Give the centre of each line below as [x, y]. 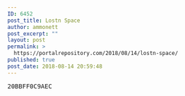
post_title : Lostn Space [44, 20]
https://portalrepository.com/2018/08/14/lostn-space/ [96, 54]
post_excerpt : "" [33, 34]
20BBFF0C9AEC [30, 86]
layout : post [26, 40]
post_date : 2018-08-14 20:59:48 [55, 66]
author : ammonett [33, 27]
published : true [31, 60]
